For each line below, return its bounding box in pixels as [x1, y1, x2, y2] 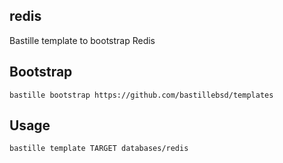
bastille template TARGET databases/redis [9, 144, 189, 154]
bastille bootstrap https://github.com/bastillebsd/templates [9, 90, 274, 100]
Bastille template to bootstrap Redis [9, 34, 156, 46]
